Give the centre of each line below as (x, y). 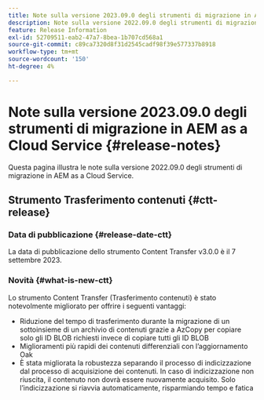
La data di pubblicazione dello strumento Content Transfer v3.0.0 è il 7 (122, 252)
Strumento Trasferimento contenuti (97, 200)
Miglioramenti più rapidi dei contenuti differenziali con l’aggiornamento (134, 346)
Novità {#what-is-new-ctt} (60, 281)
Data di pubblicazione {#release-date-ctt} (90, 235)
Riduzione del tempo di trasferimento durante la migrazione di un (125, 321)
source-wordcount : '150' (49, 60)
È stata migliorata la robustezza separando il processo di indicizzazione (135, 362)
